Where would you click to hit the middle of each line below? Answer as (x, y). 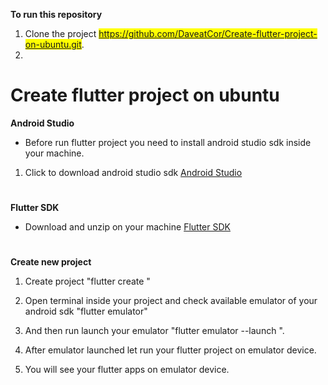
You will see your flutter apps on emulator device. (127, 370)
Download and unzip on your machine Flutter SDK (127, 227)
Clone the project (60, 33)
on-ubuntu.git (53, 44)
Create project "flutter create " (87, 281)
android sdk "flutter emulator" (86, 311)
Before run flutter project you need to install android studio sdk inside (168, 142)
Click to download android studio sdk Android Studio (133, 172)
